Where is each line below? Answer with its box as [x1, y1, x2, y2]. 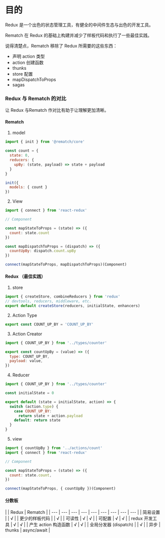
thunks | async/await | [5, 527, 50, 533]
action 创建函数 [12, 59, 44, 65]
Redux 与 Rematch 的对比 [5, 95, 67, 102]
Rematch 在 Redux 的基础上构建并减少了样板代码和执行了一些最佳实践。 [5, 32, 152, 38]
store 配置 [12, 71, 33, 77]
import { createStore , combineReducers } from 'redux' [5, 294, 121, 299]
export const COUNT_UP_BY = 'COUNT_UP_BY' [5, 322, 94, 327]
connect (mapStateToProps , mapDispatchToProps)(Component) [5, 262, 127, 267]
